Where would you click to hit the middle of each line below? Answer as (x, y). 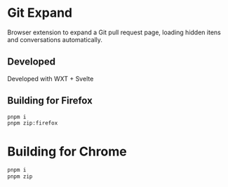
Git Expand (40, 13)
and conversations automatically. (55, 39)
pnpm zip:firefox (33, 123)
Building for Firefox (50, 101)
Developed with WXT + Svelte (51, 78)
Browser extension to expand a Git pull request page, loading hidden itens (114, 32)
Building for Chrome (67, 151)
